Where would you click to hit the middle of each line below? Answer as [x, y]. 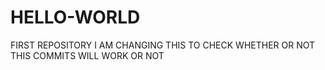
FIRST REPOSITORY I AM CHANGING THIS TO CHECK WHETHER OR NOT [163, 45]
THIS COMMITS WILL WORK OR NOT [87, 55]
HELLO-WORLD [75, 17]
